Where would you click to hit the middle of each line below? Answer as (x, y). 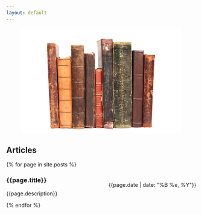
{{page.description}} (32, 194)
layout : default (27, 13)
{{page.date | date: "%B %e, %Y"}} (152, 185)
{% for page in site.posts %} (42, 165)
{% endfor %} (24, 205)
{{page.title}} (27, 180)
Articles (22, 150)
